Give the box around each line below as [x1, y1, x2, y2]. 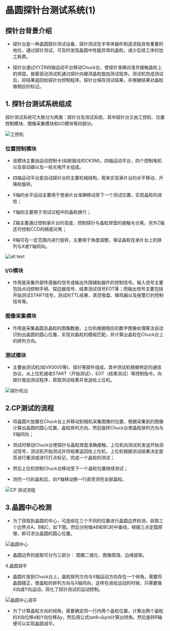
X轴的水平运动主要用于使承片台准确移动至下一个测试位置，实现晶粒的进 [12, 192, 162, 198]
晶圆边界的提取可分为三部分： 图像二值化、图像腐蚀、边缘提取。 [12, 552, 147, 558]
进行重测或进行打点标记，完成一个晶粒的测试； [17, 454, 115, 460]
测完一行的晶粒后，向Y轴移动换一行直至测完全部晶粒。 [12, 476, 127, 482]
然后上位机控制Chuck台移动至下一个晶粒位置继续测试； [12, 465, 129, 471]
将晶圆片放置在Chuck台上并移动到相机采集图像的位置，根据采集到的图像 [12, 418, 164, 424]
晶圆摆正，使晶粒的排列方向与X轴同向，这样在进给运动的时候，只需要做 [12, 580, 162, 586]
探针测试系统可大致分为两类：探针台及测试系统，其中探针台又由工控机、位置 [5, 114, 165, 120]
